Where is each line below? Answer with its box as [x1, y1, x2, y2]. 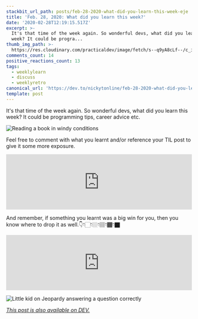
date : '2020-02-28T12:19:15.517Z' [6, 19, 91, 25]
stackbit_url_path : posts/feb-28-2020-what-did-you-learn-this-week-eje [6, 8, 189, 15]
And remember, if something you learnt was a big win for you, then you [6, 214, 179, 221]
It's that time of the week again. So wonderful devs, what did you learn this [6, 107, 188, 114]
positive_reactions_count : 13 [6, 58, 81, 64]
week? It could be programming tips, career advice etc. [6, 113, 140, 120]
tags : [6, 63, 19, 70]
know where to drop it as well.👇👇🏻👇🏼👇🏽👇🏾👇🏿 [6, 221, 120, 228]
